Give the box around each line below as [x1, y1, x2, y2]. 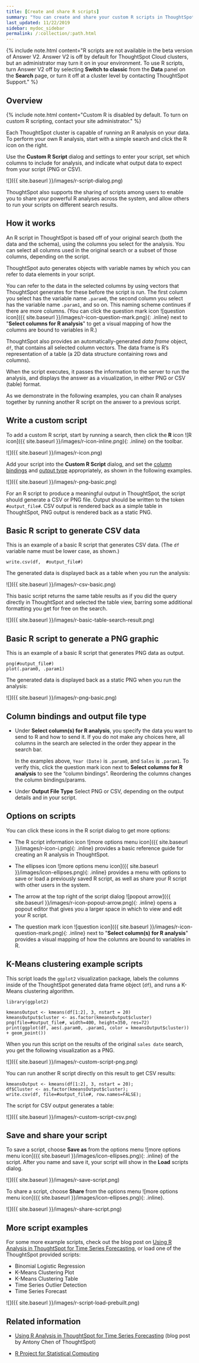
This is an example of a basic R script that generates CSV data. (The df [6, 541, 179, 548]
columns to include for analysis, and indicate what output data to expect [6, 159, 182, 166]
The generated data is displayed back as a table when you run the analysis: [6, 570, 190, 577]
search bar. [14, 746, 43, 753]
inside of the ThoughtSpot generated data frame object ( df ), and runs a [6, 981, 181, 988]
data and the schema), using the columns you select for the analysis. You [6, 240, 185, 247]
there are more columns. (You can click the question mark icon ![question [6, 307, 185, 314]
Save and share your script [6, 1130, 108, 1140]
